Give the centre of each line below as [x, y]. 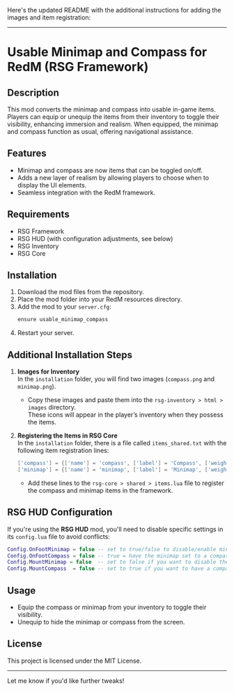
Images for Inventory [48, 371]
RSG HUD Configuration [60, 513]
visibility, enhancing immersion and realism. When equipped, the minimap [113, 124]
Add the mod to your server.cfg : [64, 307]
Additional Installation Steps [70, 355]
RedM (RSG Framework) [78, 67]
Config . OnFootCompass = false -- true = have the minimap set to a [107, 556]
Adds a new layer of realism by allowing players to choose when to [113, 178]
